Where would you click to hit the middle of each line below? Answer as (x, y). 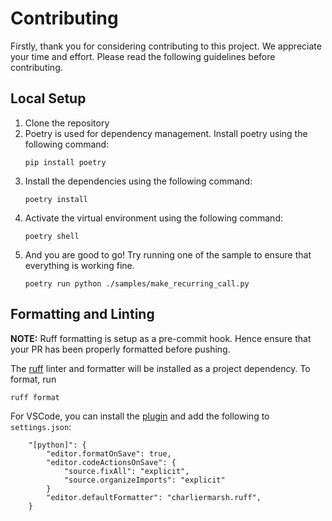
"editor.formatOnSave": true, (109, 453)
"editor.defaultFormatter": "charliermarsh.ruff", (154, 497)
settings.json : (41, 426)
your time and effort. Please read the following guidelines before (143, 56)
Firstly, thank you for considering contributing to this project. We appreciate (166, 46)
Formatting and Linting (82, 314)
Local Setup (48, 98)
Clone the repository (67, 123)
